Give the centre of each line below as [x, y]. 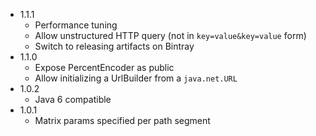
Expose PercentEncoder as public [104, 67]
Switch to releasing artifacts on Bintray [114, 46]
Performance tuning [76, 25]
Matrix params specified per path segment [122, 120]
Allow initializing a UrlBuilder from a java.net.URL [136, 78]
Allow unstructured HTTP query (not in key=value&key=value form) [170, 35]
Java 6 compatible [73, 99]
